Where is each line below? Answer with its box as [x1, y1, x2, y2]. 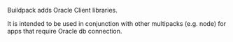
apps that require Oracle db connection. [7, 27, 122, 35]
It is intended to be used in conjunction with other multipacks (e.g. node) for [7, 20, 226, 27]
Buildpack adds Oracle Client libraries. [7, 6, 118, 14]
